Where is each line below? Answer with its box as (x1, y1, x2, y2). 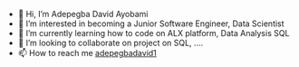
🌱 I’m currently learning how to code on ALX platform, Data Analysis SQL (17, 28, 290, 38)
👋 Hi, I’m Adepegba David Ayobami (17, 9, 149, 19)
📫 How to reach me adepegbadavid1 (17, 48, 157, 58)
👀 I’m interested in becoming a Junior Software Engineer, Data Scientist (17, 18, 285, 29)
